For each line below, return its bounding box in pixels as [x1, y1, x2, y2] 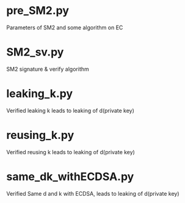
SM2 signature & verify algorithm [6, 65, 90, 73]
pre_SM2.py [6, 4, 69, 18]
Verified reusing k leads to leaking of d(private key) [6, 148, 136, 155]
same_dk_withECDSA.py [6, 169, 134, 183]
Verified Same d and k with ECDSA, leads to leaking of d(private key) [6, 190, 180, 197]
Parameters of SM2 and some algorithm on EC [6, 24, 123, 31]
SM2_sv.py [6, 45, 64, 59]
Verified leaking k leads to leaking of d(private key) [6, 107, 134, 114]
